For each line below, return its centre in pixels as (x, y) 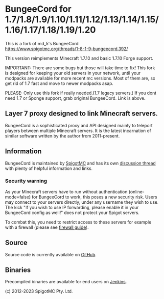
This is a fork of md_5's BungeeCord (42, 43)
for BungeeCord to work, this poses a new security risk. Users (94, 197)
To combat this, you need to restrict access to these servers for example (78, 222)
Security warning (26, 181)
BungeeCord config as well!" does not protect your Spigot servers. (72, 213)
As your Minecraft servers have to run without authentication (66, 191)
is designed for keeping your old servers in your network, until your (73, 73)
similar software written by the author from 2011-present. (62, 136)
